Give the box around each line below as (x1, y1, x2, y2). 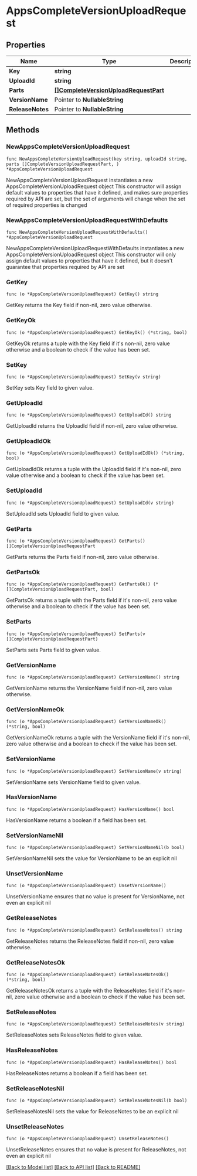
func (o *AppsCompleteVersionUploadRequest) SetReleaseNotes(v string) (6, 1021, 185, 1027)
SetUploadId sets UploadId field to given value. (6, 510, 120, 517)
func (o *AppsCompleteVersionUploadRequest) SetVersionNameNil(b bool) (6, 845, 185, 851)
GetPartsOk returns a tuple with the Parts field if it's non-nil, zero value (6, 596, 177, 604)
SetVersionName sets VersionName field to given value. (6, 778, 141, 786)
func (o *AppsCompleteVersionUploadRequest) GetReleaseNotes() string (6, 927, 182, 933)
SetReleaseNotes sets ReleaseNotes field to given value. (6, 1031, 142, 1038)
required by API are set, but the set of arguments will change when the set (6, 195, 186, 202)
